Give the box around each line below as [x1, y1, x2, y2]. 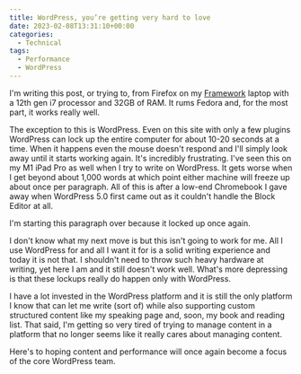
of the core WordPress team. [9, 355, 116, 366]
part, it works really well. [9, 107, 101, 117]
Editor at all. [9, 200, 54, 211]
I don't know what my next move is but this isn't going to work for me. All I [9, 235, 283, 246]
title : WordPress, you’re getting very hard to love [9, 13, 211, 22]
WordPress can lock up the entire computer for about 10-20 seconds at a [9, 134, 280, 144]
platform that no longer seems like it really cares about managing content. [9, 328, 283, 339]
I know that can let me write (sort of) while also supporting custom [9, 300, 256, 310]
